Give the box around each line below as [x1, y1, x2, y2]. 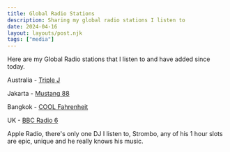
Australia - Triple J [7, 76, 61, 84]
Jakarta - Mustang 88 [7, 90, 70, 98]
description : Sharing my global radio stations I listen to [7, 17, 186, 24]
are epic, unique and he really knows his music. [7, 137, 144, 146]
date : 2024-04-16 [7, 23, 58, 30]
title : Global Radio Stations [7, 10, 95, 17]
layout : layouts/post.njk [7, 29, 82, 37]
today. [7, 62, 26, 71]
